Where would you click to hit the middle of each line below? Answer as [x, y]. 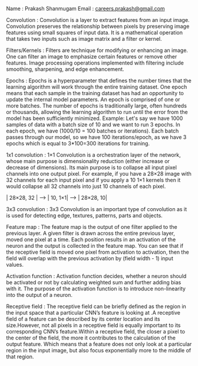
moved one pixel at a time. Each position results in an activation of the [91, 239]
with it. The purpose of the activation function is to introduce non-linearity [96, 289]
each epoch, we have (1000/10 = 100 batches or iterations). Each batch [93, 131]
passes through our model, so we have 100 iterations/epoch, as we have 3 [96, 137]
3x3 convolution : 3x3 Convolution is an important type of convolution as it [97, 209]
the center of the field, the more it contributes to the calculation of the [91, 338]
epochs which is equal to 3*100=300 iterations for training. [78, 143]
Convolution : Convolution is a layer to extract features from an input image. [98, 20]
